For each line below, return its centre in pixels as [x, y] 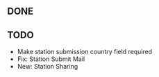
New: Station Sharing [48, 67]
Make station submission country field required [85, 52]
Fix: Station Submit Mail [51, 59]
